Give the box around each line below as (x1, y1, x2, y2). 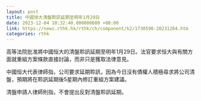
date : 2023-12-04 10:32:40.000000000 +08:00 (6, 20, 119, 26)
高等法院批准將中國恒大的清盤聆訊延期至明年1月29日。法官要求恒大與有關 (6, 48, 188, 56)
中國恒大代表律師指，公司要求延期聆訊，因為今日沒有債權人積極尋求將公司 (6, 68, 190, 75)
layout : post (6, 8, 39, 15)
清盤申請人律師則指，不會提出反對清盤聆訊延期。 (6, 88, 127, 96)
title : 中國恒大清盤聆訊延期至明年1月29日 (6, 14, 100, 20)
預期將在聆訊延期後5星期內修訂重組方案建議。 (16, 76, 130, 83)
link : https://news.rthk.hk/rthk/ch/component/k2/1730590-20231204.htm (6, 25, 188, 32)
